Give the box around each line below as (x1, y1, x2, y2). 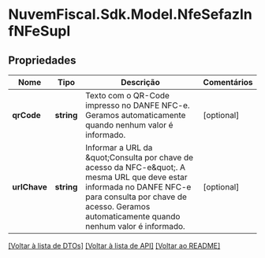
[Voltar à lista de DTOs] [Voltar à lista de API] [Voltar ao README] (8, 241, 221, 250)
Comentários (203, 77, 253, 87)
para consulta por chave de (85, 191, 188, 202)
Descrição (121, 77, 160, 87)
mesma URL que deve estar (85, 171, 188, 182)
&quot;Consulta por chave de (85, 152, 194, 163)
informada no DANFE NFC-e (85, 182, 192, 192)
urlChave (12, 182, 47, 192)
